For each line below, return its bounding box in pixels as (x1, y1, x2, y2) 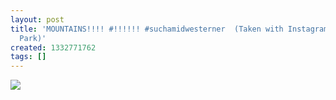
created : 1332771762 (10, 42, 97, 53)
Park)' (19, 33, 47, 43)
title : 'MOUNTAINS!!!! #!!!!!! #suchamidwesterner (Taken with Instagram (10, 24, 329, 34)
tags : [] (10, 52, 47, 62)
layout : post (10, 14, 65, 25)
